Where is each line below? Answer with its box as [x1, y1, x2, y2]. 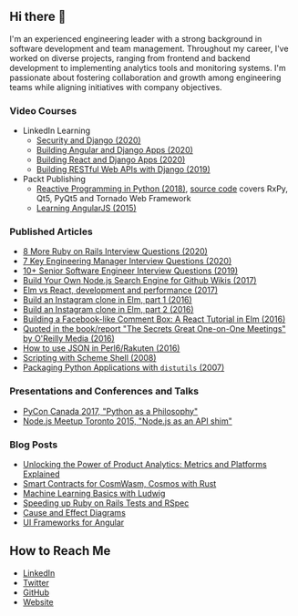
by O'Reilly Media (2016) [22, 334, 116, 344]
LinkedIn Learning [22, 125, 91, 137]
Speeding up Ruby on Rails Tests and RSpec [22, 498, 190, 508]
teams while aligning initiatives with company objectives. [9, 81, 222, 92]
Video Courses [9, 104, 77, 117]
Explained [22, 468, 61, 479]
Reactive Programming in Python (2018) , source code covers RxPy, [36, 183, 289, 194]
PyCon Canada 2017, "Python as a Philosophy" [22, 406, 199, 416]
